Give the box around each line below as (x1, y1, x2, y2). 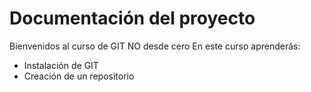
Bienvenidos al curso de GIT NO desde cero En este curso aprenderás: (9, 40, 301, 52)
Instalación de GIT (23, 59, 99, 71)
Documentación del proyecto (9, 7, 256, 30)
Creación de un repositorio (23, 70, 135, 82)
